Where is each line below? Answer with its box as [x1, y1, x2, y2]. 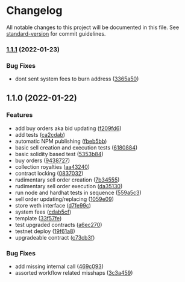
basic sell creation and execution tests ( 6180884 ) [14, 143, 138, 151]
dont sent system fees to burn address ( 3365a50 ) [14, 75, 139, 82]
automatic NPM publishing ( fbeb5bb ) [14, 137, 107, 145]
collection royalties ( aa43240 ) [14, 163, 90, 170]
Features [6, 111, 33, 119]
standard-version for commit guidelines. [6, 30, 106, 37]
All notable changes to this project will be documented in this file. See [6, 24, 180, 31]
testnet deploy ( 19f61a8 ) [14, 228, 75, 235]
